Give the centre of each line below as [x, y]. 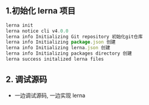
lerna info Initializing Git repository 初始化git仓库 [74, 36]
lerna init [19, 25]
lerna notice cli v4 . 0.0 [37, 31]
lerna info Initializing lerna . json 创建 [58, 48]
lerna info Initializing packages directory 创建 [69, 53]
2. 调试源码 [26, 80]
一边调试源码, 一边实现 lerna [50, 95]
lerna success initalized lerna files [55, 59]
